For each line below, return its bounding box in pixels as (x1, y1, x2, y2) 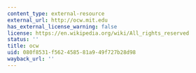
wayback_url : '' (7, 56, 55, 63)
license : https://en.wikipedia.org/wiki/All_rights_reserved (7, 29, 190, 37)
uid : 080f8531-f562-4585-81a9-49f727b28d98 (7, 49, 136, 56)
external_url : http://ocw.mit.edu (7, 17, 108, 24)
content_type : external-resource (7, 10, 105, 17)
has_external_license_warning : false (7, 23, 118, 30)
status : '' (7, 36, 39, 43)
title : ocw (7, 42, 39, 49)
